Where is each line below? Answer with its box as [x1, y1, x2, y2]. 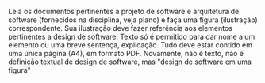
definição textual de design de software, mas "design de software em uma [8, 57, 252, 66]
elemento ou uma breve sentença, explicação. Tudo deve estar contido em [8, 40, 252, 50]
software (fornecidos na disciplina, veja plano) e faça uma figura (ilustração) [8, 15, 258, 25]
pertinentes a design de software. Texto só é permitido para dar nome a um [8, 32, 255, 41]
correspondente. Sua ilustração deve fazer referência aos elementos [8, 24, 232, 32]
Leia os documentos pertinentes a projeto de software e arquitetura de [8, 7, 240, 16]
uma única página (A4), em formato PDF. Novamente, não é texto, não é [8, 49, 244, 58]
